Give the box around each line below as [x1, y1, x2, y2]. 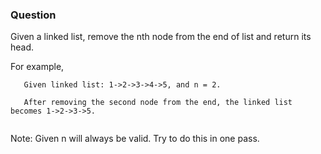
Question [10, 8, 57, 22]
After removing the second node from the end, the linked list [23, 98, 293, 108]
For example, [10, 61, 65, 73]
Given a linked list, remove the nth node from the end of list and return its [10, 31, 312, 43]
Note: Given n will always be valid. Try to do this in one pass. [10, 133, 260, 145]
